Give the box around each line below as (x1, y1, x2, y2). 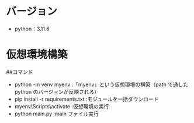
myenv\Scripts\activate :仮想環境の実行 (14, 102, 109, 110)
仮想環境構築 (6, 48, 68, 61)
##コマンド (6, 68, 33, 76)
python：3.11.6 (14, 25, 50, 32)
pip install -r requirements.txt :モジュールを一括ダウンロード (14, 95, 159, 102)
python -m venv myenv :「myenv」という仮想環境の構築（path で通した (14, 81, 189, 88)
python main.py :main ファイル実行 (14, 110, 99, 117)
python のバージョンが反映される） (14, 88, 100, 95)
